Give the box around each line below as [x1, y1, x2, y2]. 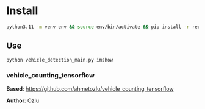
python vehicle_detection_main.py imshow [6, 57, 113, 63]
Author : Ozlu [6, 97, 40, 104]
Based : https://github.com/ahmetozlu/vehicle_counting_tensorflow [6, 85, 174, 92]
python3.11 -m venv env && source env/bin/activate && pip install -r [6, 24, 190, 30]
